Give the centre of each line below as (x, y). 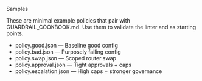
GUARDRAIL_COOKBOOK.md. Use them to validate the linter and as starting (101, 27)
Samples (17, 9)
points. (15, 33)
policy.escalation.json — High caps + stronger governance (89, 71)
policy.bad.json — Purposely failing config (68, 52)
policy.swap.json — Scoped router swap (66, 58)
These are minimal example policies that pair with (68, 20)
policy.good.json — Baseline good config (67, 45)
